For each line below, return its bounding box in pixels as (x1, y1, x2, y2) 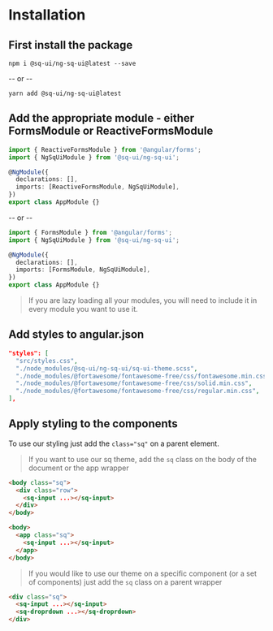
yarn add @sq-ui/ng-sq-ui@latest (8, 89, 122, 97)
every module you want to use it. (28, 305, 138, 314)
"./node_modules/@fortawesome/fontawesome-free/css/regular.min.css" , (15, 387, 260, 395)
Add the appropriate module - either (8, 111, 195, 125)
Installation (8, 6, 86, 24)
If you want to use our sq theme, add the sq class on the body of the (28, 454, 258, 464)
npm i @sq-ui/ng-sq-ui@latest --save (8, 59, 136, 67)
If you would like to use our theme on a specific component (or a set (28, 568, 258, 578)
